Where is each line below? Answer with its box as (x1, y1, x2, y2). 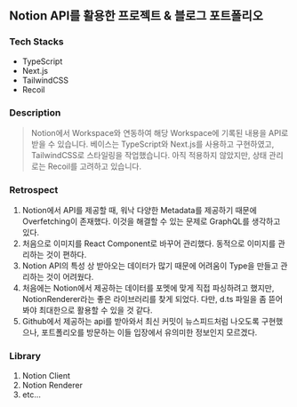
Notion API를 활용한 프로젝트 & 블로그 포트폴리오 (9, 8, 264, 24)
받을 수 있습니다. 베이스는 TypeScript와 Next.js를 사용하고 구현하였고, (30, 139, 275, 149)
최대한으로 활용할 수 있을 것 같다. (38, 305, 153, 315)
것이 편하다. (45, 250, 87, 260)
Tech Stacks (9, 36, 64, 48)
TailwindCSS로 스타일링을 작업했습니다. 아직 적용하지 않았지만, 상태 (30, 149, 268, 160)
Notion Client (21, 370, 71, 380)
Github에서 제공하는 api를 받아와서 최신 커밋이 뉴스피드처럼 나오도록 (21, 316, 260, 327)
